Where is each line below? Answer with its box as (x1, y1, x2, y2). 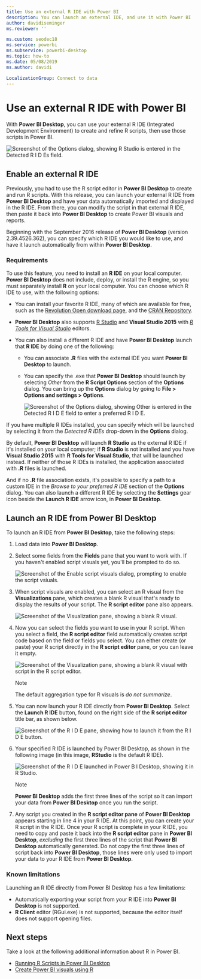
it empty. (14, 649, 37, 657)
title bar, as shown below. (14, 715, 78, 723)
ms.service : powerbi (6, 42, 58, 48)
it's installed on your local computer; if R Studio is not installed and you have (6, 445, 195, 453)
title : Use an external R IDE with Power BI (6, 8, 119, 15)
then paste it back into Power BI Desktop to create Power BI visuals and (6, 211, 184, 218)
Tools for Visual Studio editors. (14, 325, 92, 332)
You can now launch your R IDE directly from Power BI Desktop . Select (14, 703, 190, 710)
